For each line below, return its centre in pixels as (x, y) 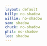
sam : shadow (17, 23)
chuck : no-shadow (23, 27)
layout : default (21, 9)
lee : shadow (17, 36)
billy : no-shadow (23, 14)
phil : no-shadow (21, 32)
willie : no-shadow (23, 18)
